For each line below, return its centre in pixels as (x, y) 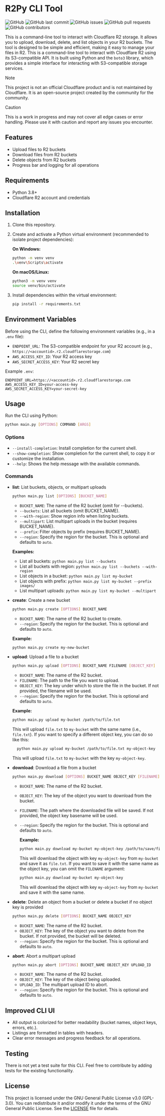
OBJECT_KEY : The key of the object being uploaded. (70, 979)
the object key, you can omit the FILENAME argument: (72, 869)
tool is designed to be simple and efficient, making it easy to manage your (80, 47)
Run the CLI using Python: (31, 415)
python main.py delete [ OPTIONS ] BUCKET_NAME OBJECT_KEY (72, 916)
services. (14, 68)
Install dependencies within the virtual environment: (64, 295)
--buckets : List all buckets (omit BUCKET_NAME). (69, 511)
